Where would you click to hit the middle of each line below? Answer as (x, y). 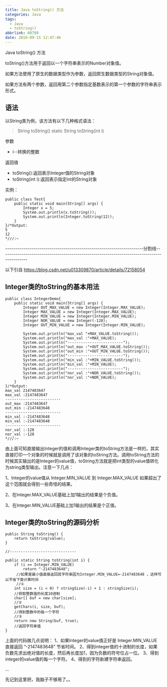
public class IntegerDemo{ (33, 299)
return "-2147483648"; (46, 569)
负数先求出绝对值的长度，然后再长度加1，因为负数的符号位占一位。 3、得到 (82, 653)
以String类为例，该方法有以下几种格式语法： (50, 121)
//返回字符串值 (28, 626)
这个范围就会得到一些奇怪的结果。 (40, 484)
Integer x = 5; (39, 208)
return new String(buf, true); (46, 621)
